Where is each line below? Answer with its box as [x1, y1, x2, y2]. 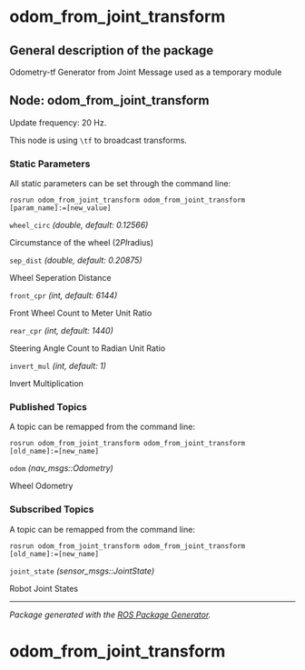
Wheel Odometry [9, 480, 74, 492]
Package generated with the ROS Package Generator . [9, 609, 212, 620]
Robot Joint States [9, 583, 79, 594]
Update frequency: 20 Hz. [9, 116, 107, 128]
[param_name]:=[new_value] [9, 204, 112, 213]
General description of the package [9, 43, 214, 58]
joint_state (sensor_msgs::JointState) [9, 565, 155, 576]
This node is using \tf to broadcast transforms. [9, 135, 188, 145]
